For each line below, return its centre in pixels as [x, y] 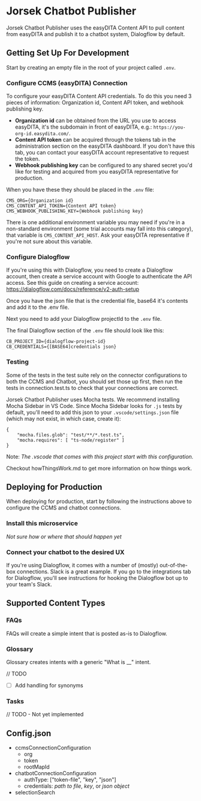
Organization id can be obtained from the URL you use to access [95, 121]
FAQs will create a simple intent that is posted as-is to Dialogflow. [87, 633]
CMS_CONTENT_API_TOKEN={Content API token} [61, 206]
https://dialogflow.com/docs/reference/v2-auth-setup [73, 289]
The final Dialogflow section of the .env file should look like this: [85, 330]
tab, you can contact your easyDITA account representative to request [102, 153]
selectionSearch [35, 793]
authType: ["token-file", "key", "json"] [70, 780]
